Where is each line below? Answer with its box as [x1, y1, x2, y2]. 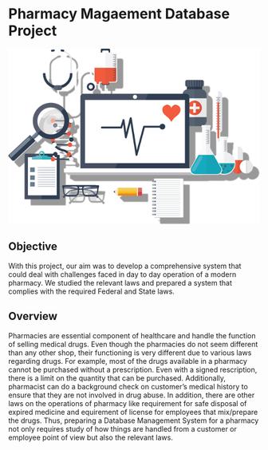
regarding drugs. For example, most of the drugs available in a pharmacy [8, 356, 247, 365]
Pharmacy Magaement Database [8, 5, 230, 23]
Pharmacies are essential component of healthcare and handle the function [8, 330, 256, 340]
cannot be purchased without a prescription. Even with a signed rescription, [8, 365, 258, 374]
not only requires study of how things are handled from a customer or [8, 424, 238, 433]
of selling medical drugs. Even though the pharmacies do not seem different [8, 339, 258, 349]
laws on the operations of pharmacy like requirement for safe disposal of [8, 398, 247, 408]
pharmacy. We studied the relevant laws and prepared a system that [8, 278, 233, 287]
